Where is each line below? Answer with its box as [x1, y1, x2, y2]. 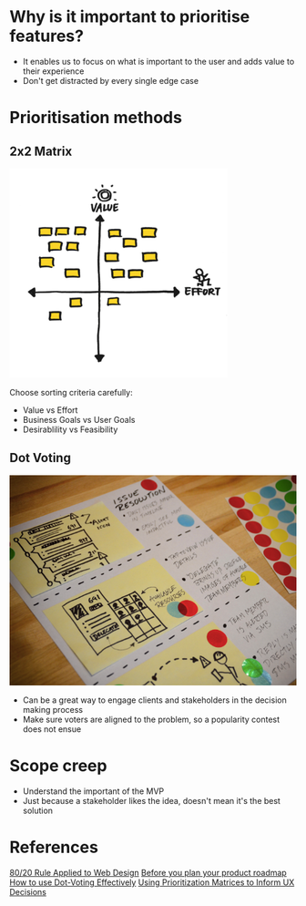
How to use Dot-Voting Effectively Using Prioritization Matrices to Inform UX [9, 877, 295, 888]
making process [22, 705, 84, 716]
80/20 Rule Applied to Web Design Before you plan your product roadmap [9, 868, 287, 879]
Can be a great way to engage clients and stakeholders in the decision [22, 695, 287, 705]
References [9, 837, 98, 858]
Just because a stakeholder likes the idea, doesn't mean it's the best [22, 796, 280, 807]
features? [9, 26, 85, 46]
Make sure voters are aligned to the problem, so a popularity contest [22, 714, 280, 726]
